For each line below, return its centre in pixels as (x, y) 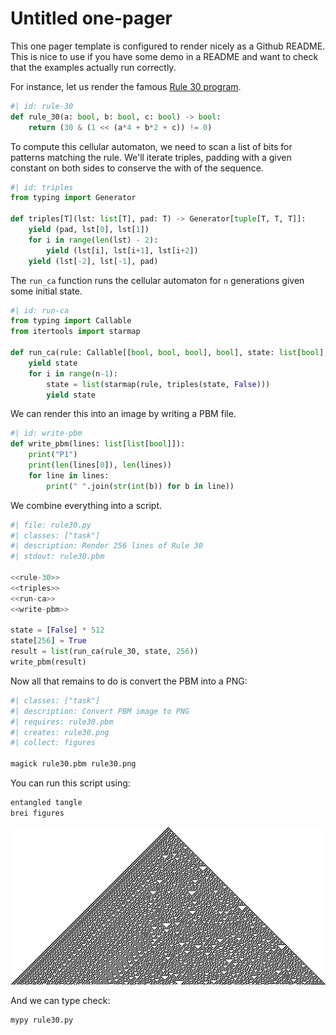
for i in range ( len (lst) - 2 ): (93, 240)
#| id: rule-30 (42, 106)
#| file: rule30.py (51, 525)
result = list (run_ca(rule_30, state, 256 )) (104, 652)
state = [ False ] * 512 (57, 630)
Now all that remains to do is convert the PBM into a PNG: (129, 681)
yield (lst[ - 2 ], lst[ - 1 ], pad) (93, 261)
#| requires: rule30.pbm (62, 722)
